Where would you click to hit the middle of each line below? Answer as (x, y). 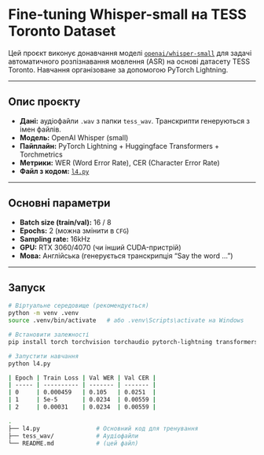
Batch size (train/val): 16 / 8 (65, 222)
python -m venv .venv (44, 313)
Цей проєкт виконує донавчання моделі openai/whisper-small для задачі (130, 53)
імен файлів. (40, 129)
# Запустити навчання (44, 356)
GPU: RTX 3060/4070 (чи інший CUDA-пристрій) (101, 247)
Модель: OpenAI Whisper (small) (74, 137)
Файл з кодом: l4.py (54, 171)
